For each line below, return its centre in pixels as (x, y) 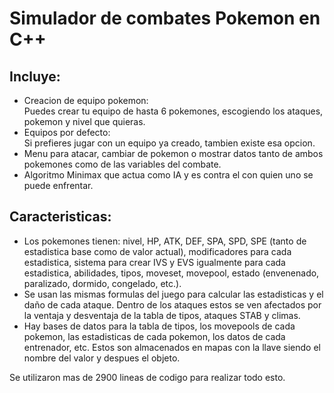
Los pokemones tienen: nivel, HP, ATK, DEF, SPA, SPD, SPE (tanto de (165, 241)
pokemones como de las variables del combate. (122, 164)
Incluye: (35, 76)
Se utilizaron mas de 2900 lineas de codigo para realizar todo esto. (147, 377)
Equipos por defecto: (67, 132)
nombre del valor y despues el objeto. (102, 358)
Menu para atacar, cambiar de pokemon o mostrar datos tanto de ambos (173, 153)
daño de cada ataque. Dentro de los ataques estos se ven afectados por (172, 304)
